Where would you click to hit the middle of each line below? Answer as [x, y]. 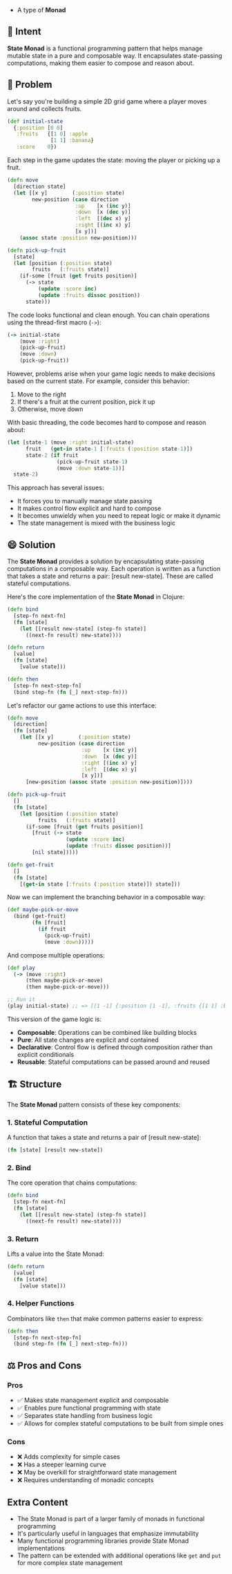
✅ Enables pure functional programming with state [89, 1408]
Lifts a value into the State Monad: [56, 1254]
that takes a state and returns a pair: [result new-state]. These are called [110, 576]
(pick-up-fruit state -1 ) [92, 462]
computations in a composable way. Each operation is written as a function [114, 569]
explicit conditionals [46, 1054]
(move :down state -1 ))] [91, 468]
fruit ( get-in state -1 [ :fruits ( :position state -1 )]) [109, 449]
